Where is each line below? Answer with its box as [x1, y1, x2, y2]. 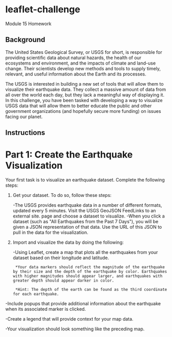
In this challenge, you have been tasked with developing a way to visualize [5, 97, 163, 103]
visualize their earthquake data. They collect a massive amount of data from [5, 86, 166, 92]
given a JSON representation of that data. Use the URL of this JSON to [12, 224, 162, 230]
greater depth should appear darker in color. [12, 278, 114, 283]
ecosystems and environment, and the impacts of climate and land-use [5, 60, 156, 66]
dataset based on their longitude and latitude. [12, 255, 109, 261]
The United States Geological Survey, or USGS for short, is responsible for [5, 49, 163, 55]
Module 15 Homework [5, 21, 52, 27]
